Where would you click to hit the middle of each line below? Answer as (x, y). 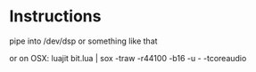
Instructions (55, 16)
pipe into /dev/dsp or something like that (83, 41)
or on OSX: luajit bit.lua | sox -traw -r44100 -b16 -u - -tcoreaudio (128, 58)
